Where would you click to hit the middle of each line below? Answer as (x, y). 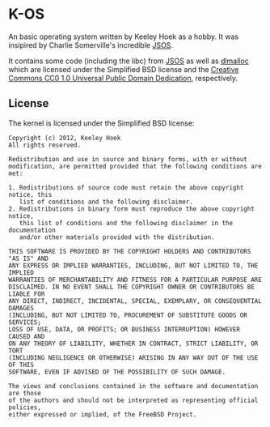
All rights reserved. (45, 145)
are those (25, 393)
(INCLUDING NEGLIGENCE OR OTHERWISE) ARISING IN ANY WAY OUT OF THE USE (133, 357)
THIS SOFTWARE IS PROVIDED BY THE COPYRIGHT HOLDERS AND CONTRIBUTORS (130, 251)
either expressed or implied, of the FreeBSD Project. (103, 414)
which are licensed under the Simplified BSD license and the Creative (124, 69)
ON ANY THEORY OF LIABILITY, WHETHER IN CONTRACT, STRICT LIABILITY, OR (133, 344)
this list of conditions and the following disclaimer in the (126, 223)
